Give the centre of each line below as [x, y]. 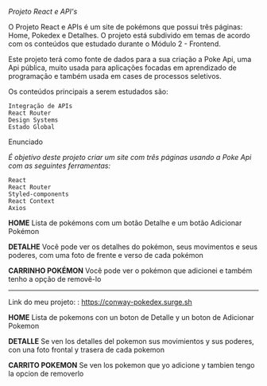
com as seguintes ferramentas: [60, 166]
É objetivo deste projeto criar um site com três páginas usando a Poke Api [130, 157]
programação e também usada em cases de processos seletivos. [115, 76]
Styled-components [39, 194]
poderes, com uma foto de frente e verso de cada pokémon [106, 255]
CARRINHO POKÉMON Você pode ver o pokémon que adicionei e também [130, 271]
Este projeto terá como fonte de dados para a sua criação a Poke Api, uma [130, 59]
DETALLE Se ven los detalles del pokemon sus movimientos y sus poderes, [131, 341]
